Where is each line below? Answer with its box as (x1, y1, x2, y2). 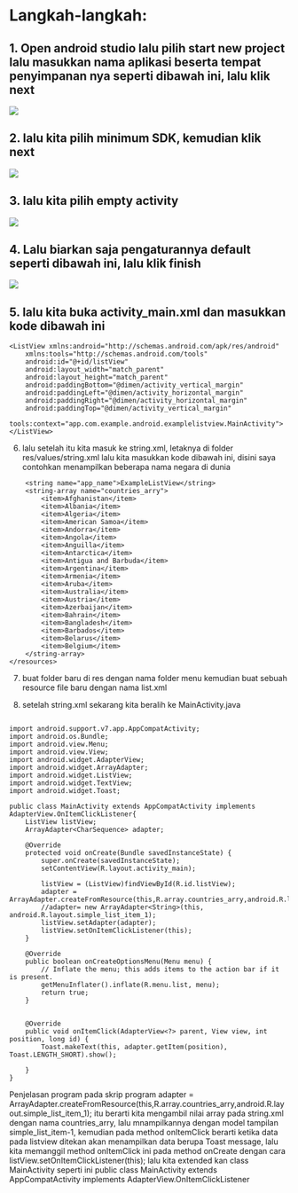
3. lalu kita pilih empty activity (9, 193, 179, 208)
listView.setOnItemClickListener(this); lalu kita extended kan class (9, 1155, 249, 1166)
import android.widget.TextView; (9, 779, 133, 788)
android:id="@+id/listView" (25, 357, 129, 366)
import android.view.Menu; (9, 740, 109, 750)
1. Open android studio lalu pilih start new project (9, 41, 286, 56)
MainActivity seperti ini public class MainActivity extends (9, 1165, 217, 1175)
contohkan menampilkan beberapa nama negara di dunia (21, 462, 231, 473)
